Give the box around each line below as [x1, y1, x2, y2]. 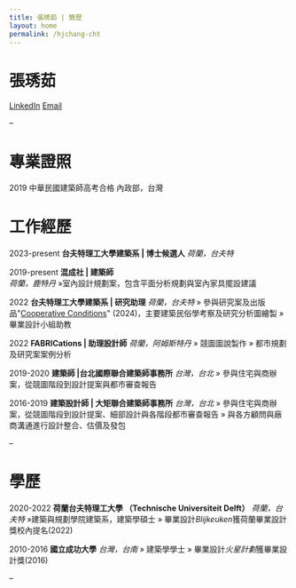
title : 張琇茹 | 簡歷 [9, 12, 82, 22]
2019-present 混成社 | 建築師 [9, 267, 114, 278]
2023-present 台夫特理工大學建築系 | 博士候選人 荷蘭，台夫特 [9, 248, 234, 258]
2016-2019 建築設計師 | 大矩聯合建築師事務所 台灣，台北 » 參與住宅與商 [9, 398, 270, 409]
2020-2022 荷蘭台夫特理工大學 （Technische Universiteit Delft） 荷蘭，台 [9, 503, 284, 513]
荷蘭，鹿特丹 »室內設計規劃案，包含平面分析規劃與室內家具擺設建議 [9, 278, 257, 289]
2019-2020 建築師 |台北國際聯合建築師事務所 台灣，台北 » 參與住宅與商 [9, 368, 269, 378]
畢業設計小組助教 [9, 319, 72, 330]
